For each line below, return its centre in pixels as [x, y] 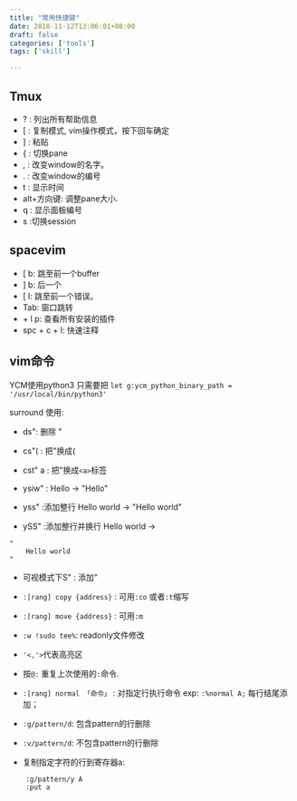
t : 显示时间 [43, 187]
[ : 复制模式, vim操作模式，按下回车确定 [96, 130]
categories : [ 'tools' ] [52, 43]
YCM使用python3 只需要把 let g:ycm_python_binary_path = [121, 385]
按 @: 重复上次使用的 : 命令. [71, 673]
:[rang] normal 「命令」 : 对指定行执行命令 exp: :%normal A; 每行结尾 [151, 693]
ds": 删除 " [42, 431]
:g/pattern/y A [54, 779]
